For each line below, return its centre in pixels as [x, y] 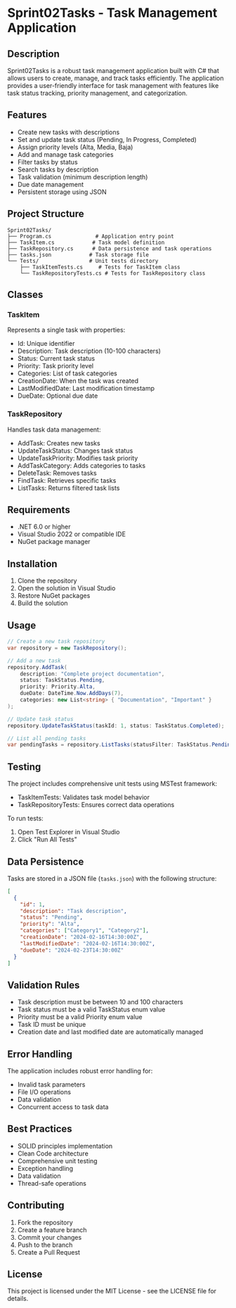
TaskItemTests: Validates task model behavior [83, 797]
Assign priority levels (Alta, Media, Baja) [75, 147]
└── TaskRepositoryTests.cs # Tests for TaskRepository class [113, 273]
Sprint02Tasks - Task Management [112, 13]
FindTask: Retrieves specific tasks [67, 480]
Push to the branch [45, 1245]
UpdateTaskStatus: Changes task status [75, 451]
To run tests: [25, 818]
